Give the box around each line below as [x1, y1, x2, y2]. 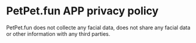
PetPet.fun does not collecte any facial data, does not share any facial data [6, 24, 191, 31]
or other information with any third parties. [6, 30, 111, 37]
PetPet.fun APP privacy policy [6, 4, 159, 18]
